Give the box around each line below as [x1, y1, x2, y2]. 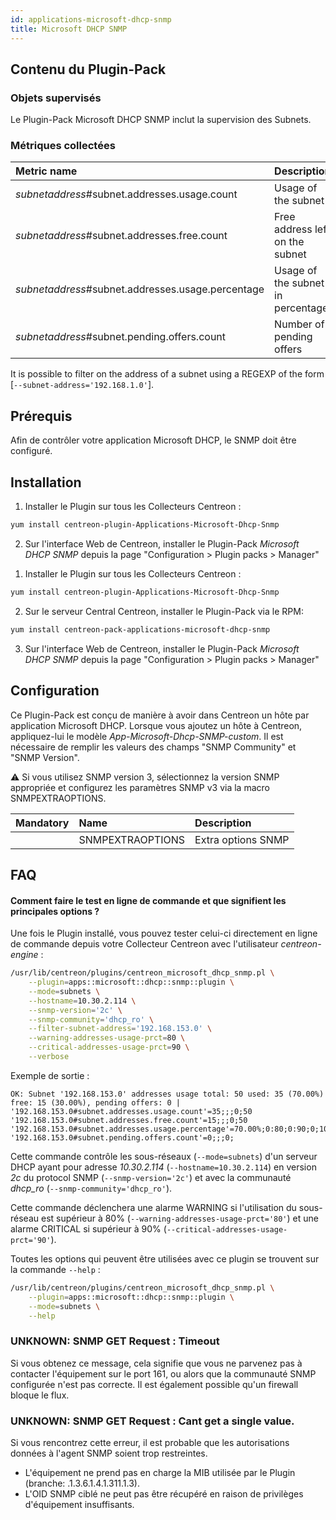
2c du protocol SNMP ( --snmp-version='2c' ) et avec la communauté [10, 1171, 292, 1183]
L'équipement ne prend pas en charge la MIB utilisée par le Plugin [24, 1466, 296, 1478]
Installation [10, 474, 82, 491]
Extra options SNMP [194, 832, 290, 846]
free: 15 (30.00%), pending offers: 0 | [10, 1097, 182, 1108]
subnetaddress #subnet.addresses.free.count [15, 229, 228, 243]
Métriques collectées [10, 139, 116, 153]
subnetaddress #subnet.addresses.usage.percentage [15, 282, 265, 296]
